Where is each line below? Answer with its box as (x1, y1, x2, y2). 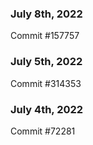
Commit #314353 (10, 77, 82, 89)
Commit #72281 (10, 125, 76, 137)
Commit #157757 (10, 30, 80, 42)
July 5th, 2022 (10, 55, 83, 69)
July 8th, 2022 (10, 7, 83, 21)
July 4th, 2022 (10, 102, 84, 116)
